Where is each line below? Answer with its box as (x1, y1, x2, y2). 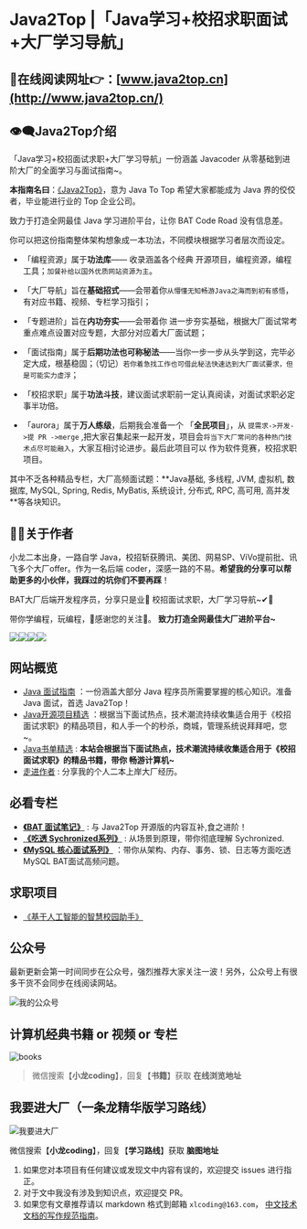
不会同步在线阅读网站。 (33, 978, 122, 989)
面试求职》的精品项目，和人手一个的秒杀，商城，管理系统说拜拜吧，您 (22, 721, 288, 732)
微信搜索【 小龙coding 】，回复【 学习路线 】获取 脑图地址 (9, 1145, 219, 1156)
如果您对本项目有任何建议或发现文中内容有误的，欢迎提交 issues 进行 (22, 1164, 284, 1176)
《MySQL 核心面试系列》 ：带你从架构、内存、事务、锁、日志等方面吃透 (22, 844, 292, 855)
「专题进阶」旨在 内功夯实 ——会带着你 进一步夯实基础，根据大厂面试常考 (22, 315, 298, 326)
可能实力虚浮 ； (29, 369, 79, 380)
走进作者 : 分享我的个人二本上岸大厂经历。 (22, 766, 183, 777)
